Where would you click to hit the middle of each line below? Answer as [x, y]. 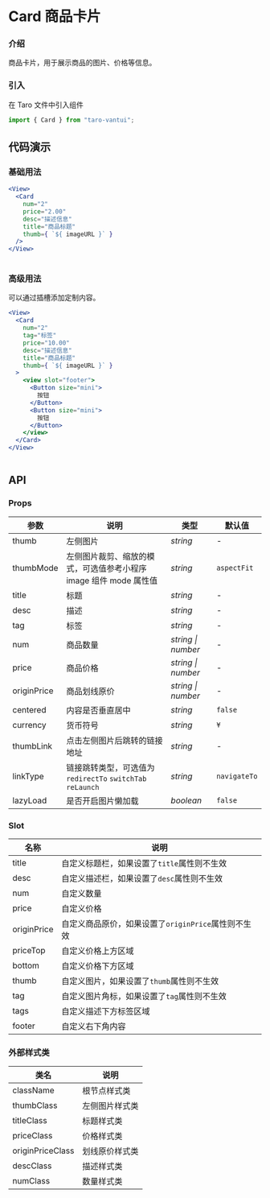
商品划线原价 [90, 691]
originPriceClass [43, 1150]
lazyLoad [30, 800]
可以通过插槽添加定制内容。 [54, 298]
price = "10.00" [46, 343]
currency [29, 725]
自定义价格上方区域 [98, 951]
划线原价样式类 [110, 1151]
